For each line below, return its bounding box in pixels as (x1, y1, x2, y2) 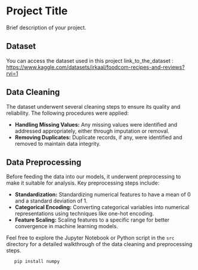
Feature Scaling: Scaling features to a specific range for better (14, 216, 170, 223)
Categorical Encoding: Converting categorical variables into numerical (14, 204, 190, 211)
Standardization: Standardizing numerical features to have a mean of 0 (14, 191, 191, 198)
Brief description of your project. (6, 24, 86, 31)
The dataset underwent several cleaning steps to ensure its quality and (6, 103, 181, 110)
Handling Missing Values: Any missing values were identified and (14, 121, 178, 128)
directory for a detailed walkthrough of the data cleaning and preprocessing (6, 241, 193, 248)
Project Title (6, 4, 68, 18)
